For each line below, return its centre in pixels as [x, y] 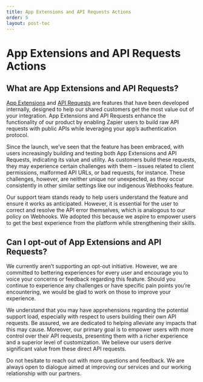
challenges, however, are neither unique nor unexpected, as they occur [95, 179]
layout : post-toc [28, 23]
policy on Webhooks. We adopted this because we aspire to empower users [101, 216]
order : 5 [17, 18]
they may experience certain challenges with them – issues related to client [100, 166]
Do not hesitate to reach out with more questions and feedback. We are [95, 361]
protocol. [18, 135]
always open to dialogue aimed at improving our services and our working [99, 367]
